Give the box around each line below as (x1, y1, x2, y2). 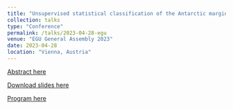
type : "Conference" (7, 23, 64, 30)
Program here (7, 94, 46, 102)
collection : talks (7, 17, 60, 23)
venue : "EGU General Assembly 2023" (7, 36, 113, 43)
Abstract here (7, 67, 46, 76)
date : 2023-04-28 (7, 42, 58, 49)
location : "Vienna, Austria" (7, 49, 92, 56)
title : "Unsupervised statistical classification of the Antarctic (7, 10, 207, 17)
